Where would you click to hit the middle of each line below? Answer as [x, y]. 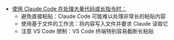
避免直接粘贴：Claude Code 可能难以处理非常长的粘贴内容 [93, 16]
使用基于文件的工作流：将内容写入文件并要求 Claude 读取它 [95, 24]
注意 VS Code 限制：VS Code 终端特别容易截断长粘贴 [87, 31]
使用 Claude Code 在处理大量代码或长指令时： [69, 9]
